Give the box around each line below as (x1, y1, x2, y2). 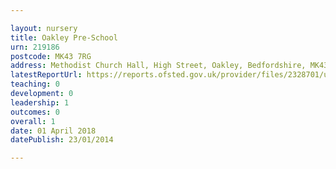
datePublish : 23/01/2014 (10, 135, 114, 145)
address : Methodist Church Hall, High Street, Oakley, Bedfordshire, (10, 61, 307, 71)
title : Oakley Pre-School (10, 32, 118, 43)
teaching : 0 (10, 79, 60, 90)
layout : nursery (10, 23, 78, 33)
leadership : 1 (10, 97, 70, 108)
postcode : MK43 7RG (10, 51, 92, 61)
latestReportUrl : (10, 70, 83, 80)
